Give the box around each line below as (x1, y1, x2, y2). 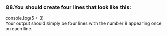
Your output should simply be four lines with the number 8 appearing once (5, 20, 162, 26)
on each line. (5, 26, 33, 32)
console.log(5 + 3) (5, 15, 44, 21)
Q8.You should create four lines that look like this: (5, 4, 131, 11)
